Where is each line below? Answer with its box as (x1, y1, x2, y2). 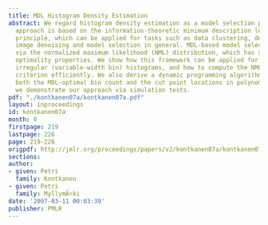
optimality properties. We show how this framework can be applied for (15, 57, 259, 65)
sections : (8, 152, 41, 160)
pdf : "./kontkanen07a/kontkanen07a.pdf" (8, 93, 145, 101)
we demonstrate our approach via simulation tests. (15, 85, 191, 94)
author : (8, 160, 34, 168)
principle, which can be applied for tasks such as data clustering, (15, 34, 251, 42)
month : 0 (8, 116, 37, 124)
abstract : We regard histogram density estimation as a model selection (8, 19, 255, 27)
